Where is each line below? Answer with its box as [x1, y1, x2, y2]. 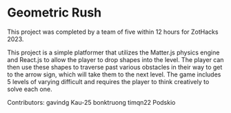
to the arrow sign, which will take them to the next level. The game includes [7, 70, 221, 79]
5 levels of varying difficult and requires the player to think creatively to [7, 77, 210, 85]
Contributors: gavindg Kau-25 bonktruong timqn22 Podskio [7, 98, 176, 106]
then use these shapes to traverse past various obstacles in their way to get [7, 63, 223, 71]
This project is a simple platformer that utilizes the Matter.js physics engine [7, 48, 220, 56]
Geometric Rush [7, 5, 102, 21]
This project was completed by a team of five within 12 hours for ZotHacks [7, 28, 219, 36]
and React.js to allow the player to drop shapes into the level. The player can [7, 55, 224, 63]
